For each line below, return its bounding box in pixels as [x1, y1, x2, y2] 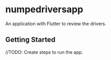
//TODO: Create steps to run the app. [5, 49, 83, 55]
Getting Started [5, 35, 56, 44]
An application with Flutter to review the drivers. [5, 21, 106, 27]
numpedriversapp [5, 4, 83, 15]
